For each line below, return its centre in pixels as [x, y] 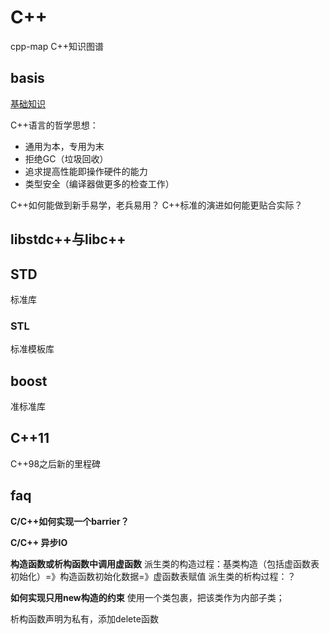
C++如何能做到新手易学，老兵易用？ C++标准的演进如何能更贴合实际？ [156, 205]
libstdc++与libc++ [68, 239]
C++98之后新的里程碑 [56, 463]
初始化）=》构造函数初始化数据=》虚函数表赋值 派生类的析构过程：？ [153, 576]
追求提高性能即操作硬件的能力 [86, 171]
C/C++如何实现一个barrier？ [70, 521]
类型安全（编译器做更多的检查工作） [99, 183]
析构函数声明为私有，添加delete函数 [84, 618]
